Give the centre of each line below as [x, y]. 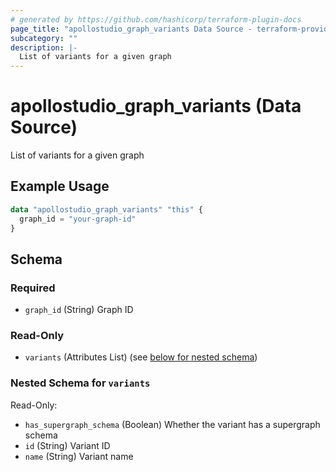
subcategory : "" [44, 38]
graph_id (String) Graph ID [79, 310]
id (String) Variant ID [67, 445]
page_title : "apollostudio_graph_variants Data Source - [131, 29]
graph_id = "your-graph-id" [78, 219]
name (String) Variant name [79, 456]
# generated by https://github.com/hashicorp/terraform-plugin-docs [156, 19]
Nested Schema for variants [80, 383]
